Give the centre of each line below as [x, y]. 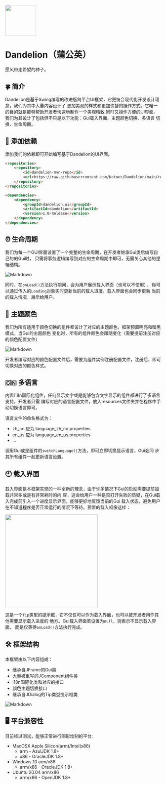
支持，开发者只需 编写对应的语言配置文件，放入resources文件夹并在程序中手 [83, 402]
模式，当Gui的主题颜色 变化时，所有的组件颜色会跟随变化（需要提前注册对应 [83, 333]
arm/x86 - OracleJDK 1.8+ [46, 767]
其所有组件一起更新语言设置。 [35, 457]
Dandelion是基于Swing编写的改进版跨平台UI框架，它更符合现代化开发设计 [80, 99]
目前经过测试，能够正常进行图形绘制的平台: [49, 736]
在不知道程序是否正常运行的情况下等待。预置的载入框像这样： [68, 507]
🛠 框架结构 [22, 644]
